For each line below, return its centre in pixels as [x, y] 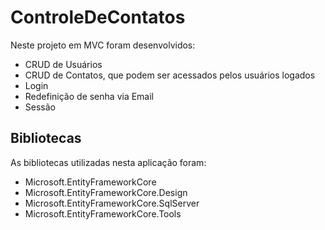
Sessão [40, 107]
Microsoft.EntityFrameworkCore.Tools [103, 213]
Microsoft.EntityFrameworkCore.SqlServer [112, 203]
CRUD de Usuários [63, 64]
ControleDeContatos [98, 17]
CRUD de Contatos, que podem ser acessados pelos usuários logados [170, 75]
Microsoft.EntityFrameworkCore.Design [106, 192]
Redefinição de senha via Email [89, 96]
